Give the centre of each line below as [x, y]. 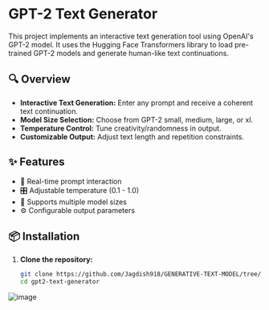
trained [20, 53]
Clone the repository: [56, 260]
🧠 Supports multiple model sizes [73, 202]
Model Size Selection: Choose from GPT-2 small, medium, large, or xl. [137, 119]
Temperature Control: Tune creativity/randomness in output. [121, 128]
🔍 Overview [39, 80]
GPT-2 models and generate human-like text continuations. [131, 53]
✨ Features [37, 162]
